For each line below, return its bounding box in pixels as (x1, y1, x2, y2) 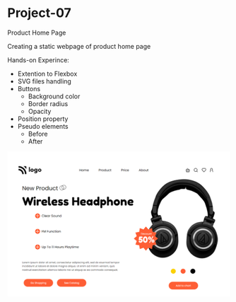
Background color (28, 92, 81, 100)
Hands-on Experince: (7, 55, 69, 64)
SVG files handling (17, 76, 72, 86)
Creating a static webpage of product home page (7, 42, 151, 50)
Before (28, 129, 48, 138)
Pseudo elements (17, 122, 69, 130)
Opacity (28, 107, 52, 115)
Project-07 (7, 5, 72, 21)
